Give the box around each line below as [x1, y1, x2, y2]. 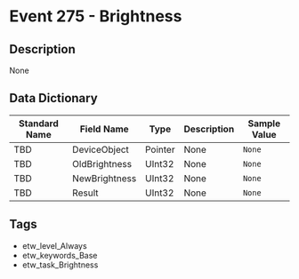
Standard [19, 117, 60, 130]
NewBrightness [72, 171, 137, 184]
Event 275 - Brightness [9, 6, 182, 27]
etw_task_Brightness [21, 259, 99, 270]
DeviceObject [72, 143, 129, 155]
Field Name [79, 123, 129, 135]
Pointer [145, 143, 175, 155]
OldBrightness [72, 157, 132, 170]
